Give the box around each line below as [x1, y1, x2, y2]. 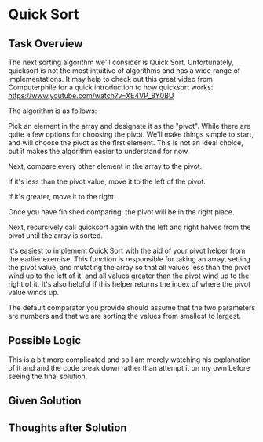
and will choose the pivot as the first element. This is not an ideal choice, [8, 138, 243, 147]
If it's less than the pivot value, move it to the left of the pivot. [8, 177, 206, 186]
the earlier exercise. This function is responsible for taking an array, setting [8, 254, 251, 264]
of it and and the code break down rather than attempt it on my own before [8, 363, 250, 372]
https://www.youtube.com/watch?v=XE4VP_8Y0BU [8, 91, 174, 100]
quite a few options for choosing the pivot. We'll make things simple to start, [8, 130, 254, 139]
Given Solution [8, 394, 82, 407]
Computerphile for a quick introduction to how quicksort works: [8, 82, 214, 92]
